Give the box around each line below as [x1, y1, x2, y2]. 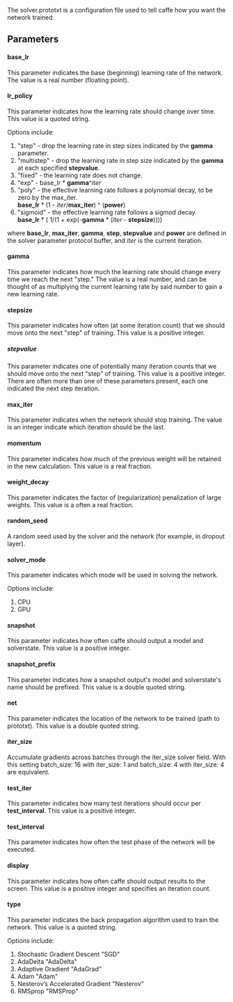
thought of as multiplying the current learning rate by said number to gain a [7, 283, 223, 291]
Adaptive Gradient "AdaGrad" [17, 964, 102, 973]
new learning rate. [7, 290, 59, 298]
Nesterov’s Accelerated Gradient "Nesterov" [17, 979, 145, 987]
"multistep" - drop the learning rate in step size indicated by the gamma [17, 156, 224, 164]
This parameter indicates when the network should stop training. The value [7, 415, 223, 424]
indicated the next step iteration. [7, 384, 100, 392]
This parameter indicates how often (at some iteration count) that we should [7, 321, 225, 330]
